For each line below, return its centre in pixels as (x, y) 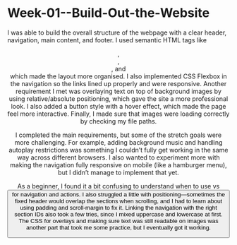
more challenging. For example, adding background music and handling (119, 142)
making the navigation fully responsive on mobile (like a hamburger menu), (119, 165)
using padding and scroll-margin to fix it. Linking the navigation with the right (119, 207)
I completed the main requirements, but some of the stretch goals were (119, 135)
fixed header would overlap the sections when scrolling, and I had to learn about (119, 201)
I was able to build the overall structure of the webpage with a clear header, (117, 32)
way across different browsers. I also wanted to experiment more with (119, 157)
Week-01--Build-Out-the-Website (109, 13)
